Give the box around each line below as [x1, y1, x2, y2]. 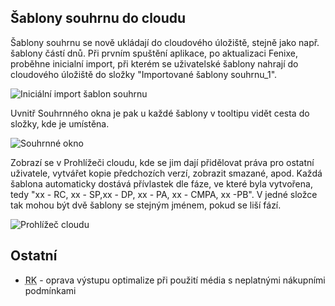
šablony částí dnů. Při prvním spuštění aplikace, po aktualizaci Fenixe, [10, 47, 298, 59]
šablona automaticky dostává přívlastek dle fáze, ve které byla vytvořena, [10, 177, 313, 190]
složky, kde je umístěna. [10, 117, 110, 130]
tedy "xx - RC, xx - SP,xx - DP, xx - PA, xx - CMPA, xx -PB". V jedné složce [10, 188, 318, 200]
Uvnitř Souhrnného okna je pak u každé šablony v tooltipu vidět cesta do [10, 107, 310, 119]
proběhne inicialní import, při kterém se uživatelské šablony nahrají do [10, 57, 299, 70]
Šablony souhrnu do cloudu [10, 10, 187, 27]
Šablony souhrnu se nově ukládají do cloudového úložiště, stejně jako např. [10, 36, 320, 48]
